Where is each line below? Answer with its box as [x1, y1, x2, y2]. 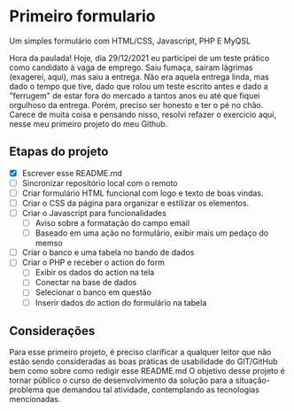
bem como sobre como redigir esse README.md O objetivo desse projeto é [9, 366, 286, 376]
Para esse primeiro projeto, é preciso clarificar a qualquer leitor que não [9, 347, 272, 358]
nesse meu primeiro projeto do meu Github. [9, 118, 168, 129]
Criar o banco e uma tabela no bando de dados [21, 247, 195, 258]
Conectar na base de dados [35, 277, 137, 288]
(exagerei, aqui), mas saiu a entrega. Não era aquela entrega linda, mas [9, 71, 270, 81]
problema [9, 384, 44, 395]
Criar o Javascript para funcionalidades [21, 208, 166, 218]
